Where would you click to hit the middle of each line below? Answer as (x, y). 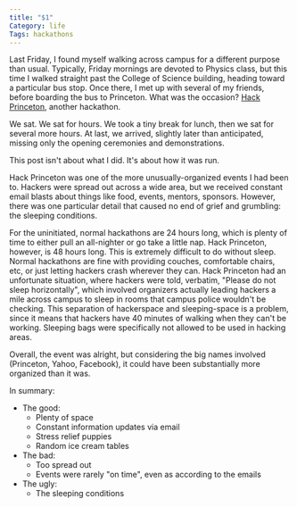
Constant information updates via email (107, 427)
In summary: (32, 391)
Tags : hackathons (41, 34)
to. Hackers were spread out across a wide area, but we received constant (146, 187)
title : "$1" (31, 17)
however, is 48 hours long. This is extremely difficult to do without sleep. (143, 252)
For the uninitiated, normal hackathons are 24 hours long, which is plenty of (148, 233)
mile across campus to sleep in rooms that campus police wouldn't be (138, 299)
